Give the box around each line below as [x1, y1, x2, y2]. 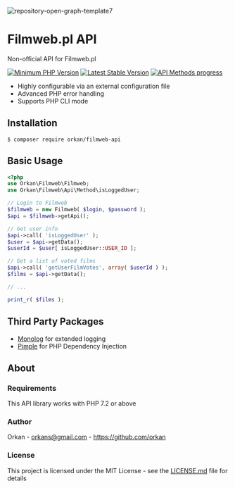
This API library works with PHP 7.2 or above [7, 399, 136, 408]
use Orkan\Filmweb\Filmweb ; [7, 180, 90, 187]
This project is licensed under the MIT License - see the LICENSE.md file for [7, 466, 228, 475]
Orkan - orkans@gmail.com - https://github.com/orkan [7, 433, 167, 442]
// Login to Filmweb [7, 199, 68, 207]
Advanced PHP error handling [17, 89, 104, 98]
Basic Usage [7, 155, 63, 167]
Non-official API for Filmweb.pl [7, 54, 96, 63]
